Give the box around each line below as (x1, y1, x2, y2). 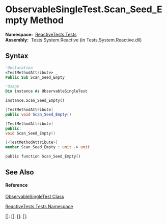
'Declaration (5, 65, 33, 70)
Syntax (5, 52, 29, 60)
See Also (5, 168, 34, 176)
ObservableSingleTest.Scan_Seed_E (5, 4, 162, 15)
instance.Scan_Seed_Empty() (5, 98, 65, 103)
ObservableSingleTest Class (5, 193, 65, 199)
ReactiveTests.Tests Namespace (5, 203, 73, 209)
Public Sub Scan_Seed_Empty (5, 75, 65, 80)
